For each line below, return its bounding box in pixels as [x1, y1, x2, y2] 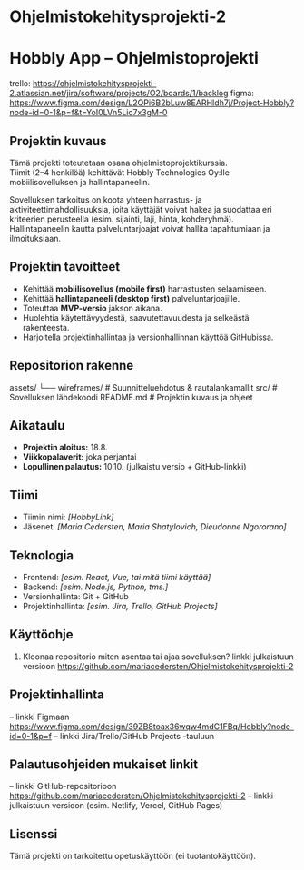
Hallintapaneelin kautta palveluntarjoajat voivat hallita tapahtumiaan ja [9, 222, 270, 233]
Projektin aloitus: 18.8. [22, 442, 108, 453]
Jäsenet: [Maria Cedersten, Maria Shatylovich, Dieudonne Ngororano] [22, 521, 288, 532]
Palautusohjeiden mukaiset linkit [9, 756, 198, 773]
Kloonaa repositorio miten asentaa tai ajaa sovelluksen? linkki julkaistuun [22, 651, 294, 662]
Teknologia [9, 548, 74, 563]
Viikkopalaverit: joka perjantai [22, 451, 137, 462]
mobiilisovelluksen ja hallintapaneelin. [9, 176, 151, 187]
